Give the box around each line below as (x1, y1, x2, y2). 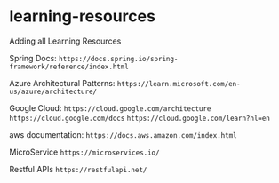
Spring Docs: (9, 52, 58, 63)
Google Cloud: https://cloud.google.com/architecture (9, 102, 211, 113)
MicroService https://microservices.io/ (9, 147, 160, 157)
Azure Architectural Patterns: (9, 77, 116, 88)
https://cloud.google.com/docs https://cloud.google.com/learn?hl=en (9, 114, 271, 123)
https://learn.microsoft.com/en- (116, 79, 242, 88)
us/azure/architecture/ (9, 87, 98, 96)
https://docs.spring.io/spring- (59, 54, 179, 63)
